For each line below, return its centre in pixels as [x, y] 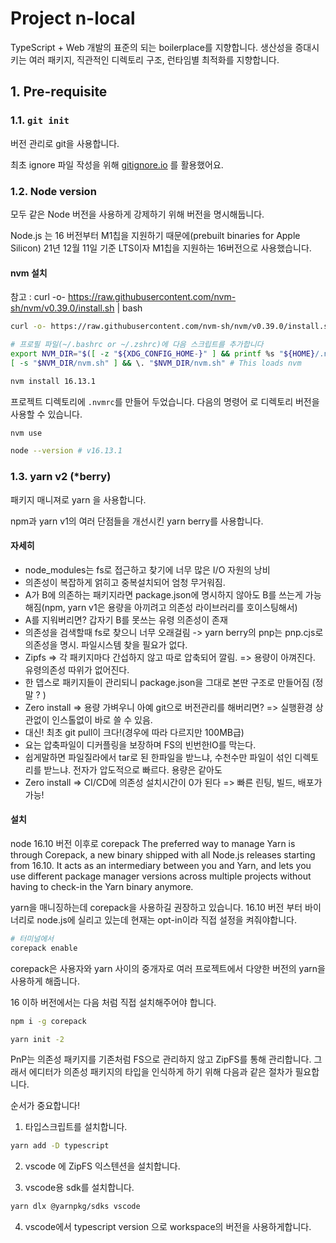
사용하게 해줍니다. [45, 981]
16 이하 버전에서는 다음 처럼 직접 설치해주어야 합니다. [113, 1002]
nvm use [26, 433]
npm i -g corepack [48, 1021]
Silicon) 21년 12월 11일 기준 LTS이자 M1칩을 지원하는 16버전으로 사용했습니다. [161, 248]
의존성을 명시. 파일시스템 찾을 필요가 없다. [106, 644]
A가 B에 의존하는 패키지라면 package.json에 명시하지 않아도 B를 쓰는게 [163, 594]
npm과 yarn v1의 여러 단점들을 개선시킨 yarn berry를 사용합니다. [137, 521]
